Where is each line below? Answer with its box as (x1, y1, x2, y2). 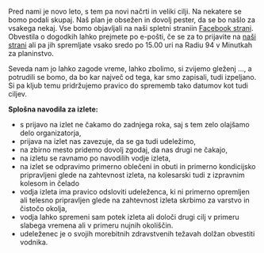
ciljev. (8, 89, 28, 98)
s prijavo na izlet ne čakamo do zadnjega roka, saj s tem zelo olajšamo (19, 120, 250, 129)
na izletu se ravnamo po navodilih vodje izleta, (19, 153, 171, 163)
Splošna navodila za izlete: (8, 104, 98, 114)
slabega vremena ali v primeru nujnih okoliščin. (19, 221, 174, 230)
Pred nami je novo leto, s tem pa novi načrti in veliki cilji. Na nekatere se (8, 7, 242, 16)
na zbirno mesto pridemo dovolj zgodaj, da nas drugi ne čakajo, (19, 145, 228, 154)
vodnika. (19, 237, 48, 247)
